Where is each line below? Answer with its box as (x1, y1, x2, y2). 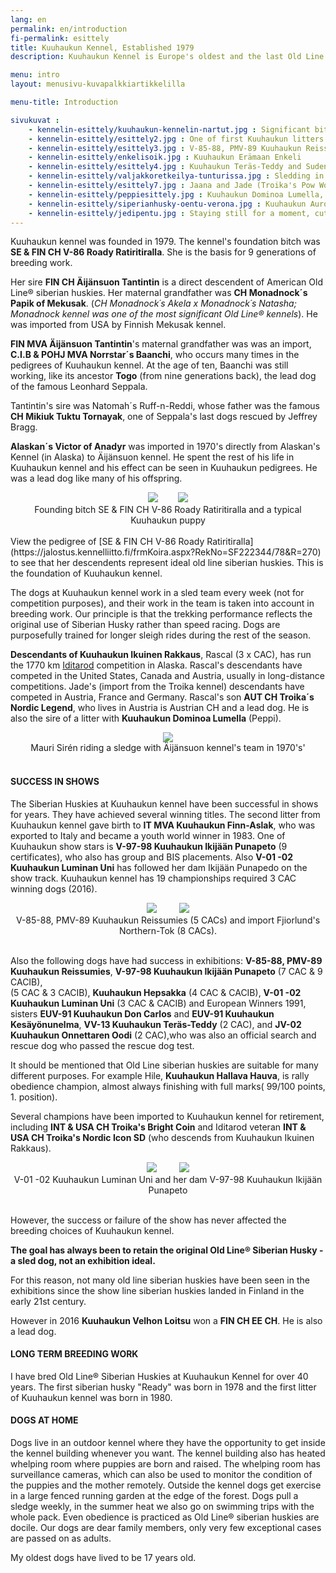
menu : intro (10, 70, 60, 80)
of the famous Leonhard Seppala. (10, 381, 148, 393)
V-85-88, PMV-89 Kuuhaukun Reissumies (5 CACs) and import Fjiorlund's (15, 914, 321, 926)
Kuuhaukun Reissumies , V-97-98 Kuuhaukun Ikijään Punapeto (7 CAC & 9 (10, 965, 323, 977)
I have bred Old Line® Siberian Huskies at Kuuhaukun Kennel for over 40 (10, 1370, 309, 1382)
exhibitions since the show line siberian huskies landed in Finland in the (10, 1284, 305, 1296)
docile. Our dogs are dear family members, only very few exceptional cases (10, 1521, 322, 1533)
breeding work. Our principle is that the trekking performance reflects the (10, 608, 313, 620)
